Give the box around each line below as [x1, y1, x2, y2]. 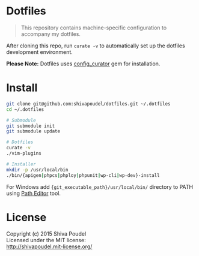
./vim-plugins [6, 150, 42, 156]
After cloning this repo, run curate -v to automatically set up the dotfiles [6, 42, 185, 49]
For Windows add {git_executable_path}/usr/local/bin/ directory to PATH [6, 183, 194, 190]
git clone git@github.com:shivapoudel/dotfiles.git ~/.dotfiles [6, 101, 171, 107]
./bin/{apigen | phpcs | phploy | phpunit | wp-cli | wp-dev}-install [6, 172, 161, 178]
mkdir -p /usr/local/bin [6, 167, 69, 173]
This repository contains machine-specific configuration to [20, 24, 167, 31]
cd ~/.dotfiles [6, 106, 44, 112]
